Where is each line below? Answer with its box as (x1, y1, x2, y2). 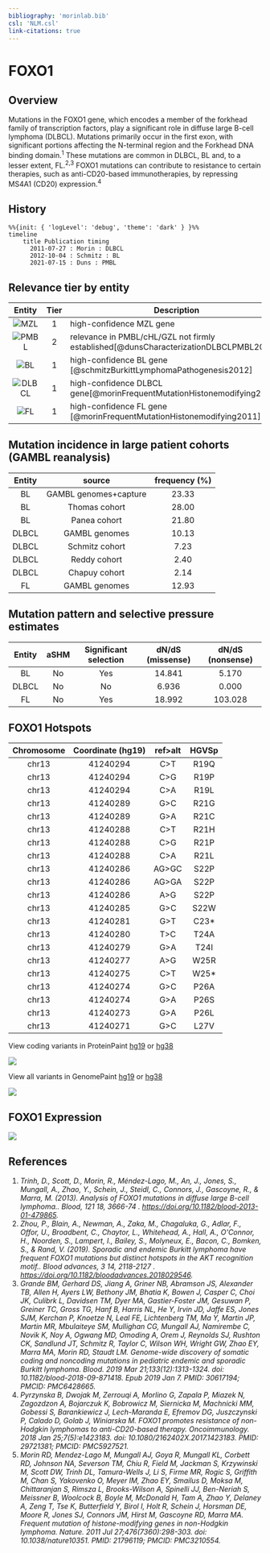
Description (153, 304, 199, 315)
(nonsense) (207, 654, 253, 665)
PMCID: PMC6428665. (19, 1381, 96, 1391)
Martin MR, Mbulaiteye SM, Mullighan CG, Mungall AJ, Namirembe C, (19, 1322, 251, 1331)
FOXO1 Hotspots (8, 720, 92, 734)
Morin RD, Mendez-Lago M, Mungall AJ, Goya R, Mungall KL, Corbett (19, 1450, 251, 1460)
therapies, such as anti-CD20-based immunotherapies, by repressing (8, 168, 239, 178)
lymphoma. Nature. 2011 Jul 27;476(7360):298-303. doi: (19, 1527, 207, 1537)
